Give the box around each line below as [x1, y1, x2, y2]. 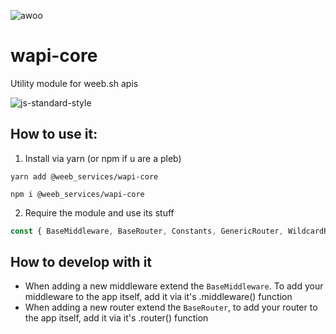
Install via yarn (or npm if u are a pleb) [24, 152, 182, 164]
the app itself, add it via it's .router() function [24, 312, 209, 324]
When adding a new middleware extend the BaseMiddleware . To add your [24, 280, 324, 292]
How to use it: [10, 126, 98, 143]
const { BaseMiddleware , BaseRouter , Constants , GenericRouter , [10, 226, 284, 236]
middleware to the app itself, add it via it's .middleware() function [24, 291, 293, 303]
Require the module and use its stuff [24, 206, 175, 219]
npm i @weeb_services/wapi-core [10, 189, 145, 199]
